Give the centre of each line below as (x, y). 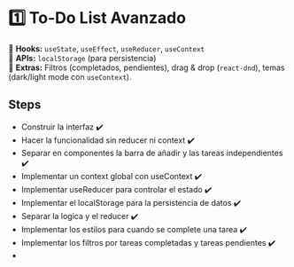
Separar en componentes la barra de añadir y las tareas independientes (152, 153)
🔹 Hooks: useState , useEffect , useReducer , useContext (107, 48)
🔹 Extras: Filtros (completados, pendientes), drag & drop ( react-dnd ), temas (147, 67)
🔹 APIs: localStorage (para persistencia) (82, 58)
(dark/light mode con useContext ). (70, 76)
